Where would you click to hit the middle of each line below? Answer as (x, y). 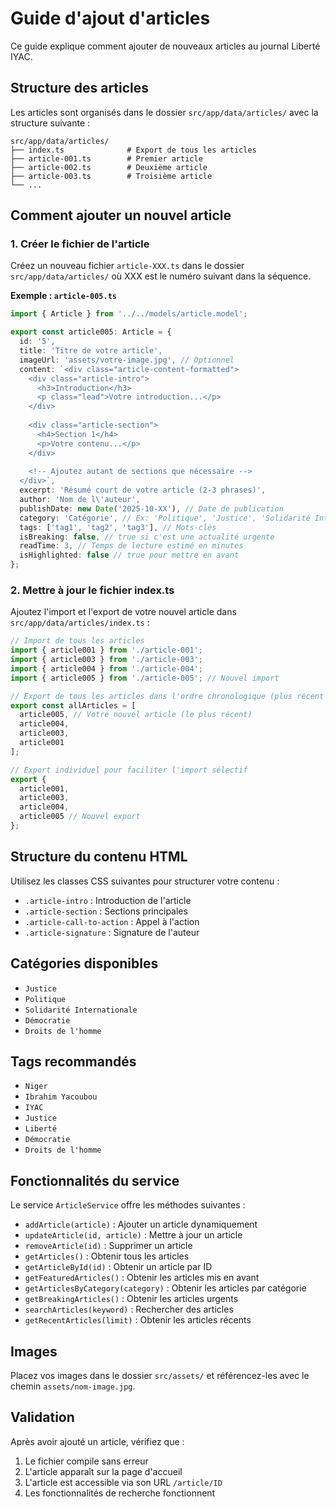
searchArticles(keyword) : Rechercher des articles (129, 1309)
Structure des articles (80, 88)
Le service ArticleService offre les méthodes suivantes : (128, 1205)
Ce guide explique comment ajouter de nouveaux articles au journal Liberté (165, 46)
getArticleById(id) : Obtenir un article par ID (118, 1267)
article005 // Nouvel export (80, 817)
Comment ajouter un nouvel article (121, 215)
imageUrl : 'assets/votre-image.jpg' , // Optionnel (127, 360)
